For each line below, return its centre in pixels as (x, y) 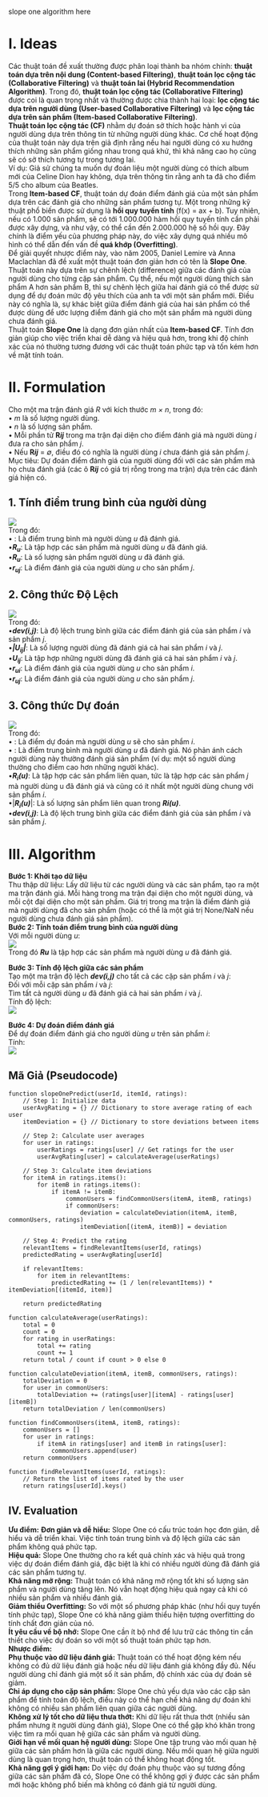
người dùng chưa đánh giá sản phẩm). (71, 919)
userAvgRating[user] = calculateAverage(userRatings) (128, 1157)
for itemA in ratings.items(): (75, 1178)
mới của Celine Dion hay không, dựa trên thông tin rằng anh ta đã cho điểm (132, 176)
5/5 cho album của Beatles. (53, 185)
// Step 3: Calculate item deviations (87, 1171)
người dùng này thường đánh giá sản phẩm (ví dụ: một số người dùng (122, 758)
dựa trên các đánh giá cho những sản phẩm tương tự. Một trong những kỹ (129, 202)
